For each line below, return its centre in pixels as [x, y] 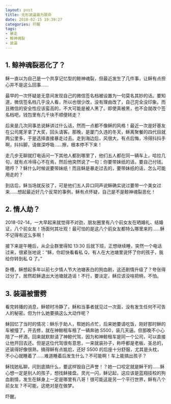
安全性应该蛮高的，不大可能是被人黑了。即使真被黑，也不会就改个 [92, 108]
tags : [11, 29]
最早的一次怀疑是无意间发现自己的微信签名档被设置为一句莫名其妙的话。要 [83, 95]
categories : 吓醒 [23, 24]
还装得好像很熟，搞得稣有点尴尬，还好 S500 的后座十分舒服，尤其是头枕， [83, 349]
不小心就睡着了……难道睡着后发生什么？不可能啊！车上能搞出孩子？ [76, 356]
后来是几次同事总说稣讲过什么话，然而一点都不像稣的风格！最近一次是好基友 [85, 125]
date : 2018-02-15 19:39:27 [34, 19]
